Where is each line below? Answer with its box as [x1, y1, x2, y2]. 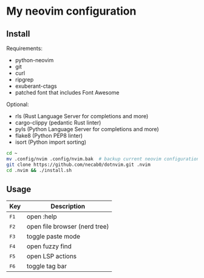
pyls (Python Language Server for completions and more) [15, 126, 159, 132]
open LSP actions [26, 252, 77, 260]
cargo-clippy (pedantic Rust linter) [15, 119, 101, 126]
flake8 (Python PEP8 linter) [15, 132, 83, 139]
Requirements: [6, 45, 42, 52]
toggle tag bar [26, 262, 67, 271]
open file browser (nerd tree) [26, 223, 109, 231]
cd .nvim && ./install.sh [6, 167, 72, 173]
